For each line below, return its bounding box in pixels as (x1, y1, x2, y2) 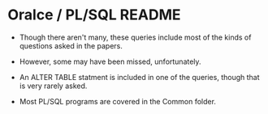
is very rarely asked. (19, 81, 88, 91)
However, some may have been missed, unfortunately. (19, 57, 201, 66)
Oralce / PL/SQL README (7, 6, 181, 24)
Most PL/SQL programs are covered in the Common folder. (19, 96, 217, 106)
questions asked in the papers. (19, 40, 123, 50)
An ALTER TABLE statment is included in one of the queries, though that (19, 72, 261, 82)
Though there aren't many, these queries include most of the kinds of (19, 32, 252, 42)
